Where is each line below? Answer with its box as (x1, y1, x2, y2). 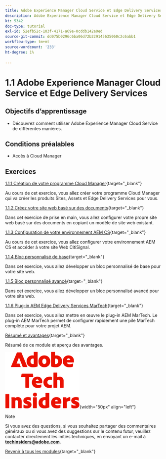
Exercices (5, 167, 36, 176)
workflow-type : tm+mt (5, 40, 50, 45)
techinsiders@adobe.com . (5, 439, 61, 445)
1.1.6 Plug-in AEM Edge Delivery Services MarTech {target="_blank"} (5, 303, 143, 309)
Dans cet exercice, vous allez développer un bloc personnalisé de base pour (5, 263, 161, 269)
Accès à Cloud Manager (12, 153, 62, 159)
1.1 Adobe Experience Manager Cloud (5, 77, 161, 88)
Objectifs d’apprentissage (5, 107, 87, 116)
